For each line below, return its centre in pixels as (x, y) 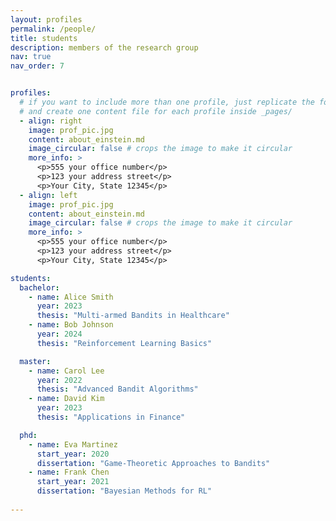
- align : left (48, 195)
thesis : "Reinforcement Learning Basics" (124, 343)
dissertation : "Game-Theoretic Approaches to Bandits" (153, 463)
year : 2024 (59, 334)
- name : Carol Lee (66, 371)
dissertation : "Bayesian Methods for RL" (124, 491)
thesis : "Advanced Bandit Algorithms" (117, 389)
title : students (44, 38)
